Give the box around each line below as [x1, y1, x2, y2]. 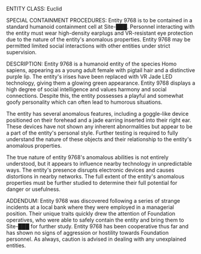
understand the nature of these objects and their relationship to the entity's [6, 136, 192, 143]
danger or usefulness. [6, 186, 61, 193]
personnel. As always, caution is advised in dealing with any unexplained [6, 235, 187, 243]
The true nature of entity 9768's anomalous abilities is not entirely [6, 154, 169, 161]
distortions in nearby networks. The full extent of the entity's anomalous [6, 173, 185, 180]
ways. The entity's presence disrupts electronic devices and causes [6, 166, 175, 174]
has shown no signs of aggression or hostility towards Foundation [6, 229, 169, 236]
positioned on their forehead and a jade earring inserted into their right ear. [6, 116, 191, 124]
